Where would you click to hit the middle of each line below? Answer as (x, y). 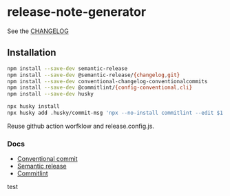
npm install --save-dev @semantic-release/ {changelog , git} (94, 75)
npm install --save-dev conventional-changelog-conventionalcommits (107, 81)
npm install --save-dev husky (51, 94)
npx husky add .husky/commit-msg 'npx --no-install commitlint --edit (111, 113)
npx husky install (33, 107)
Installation (32, 53)
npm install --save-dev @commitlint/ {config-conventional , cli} (100, 88)
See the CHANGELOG (38, 31)
